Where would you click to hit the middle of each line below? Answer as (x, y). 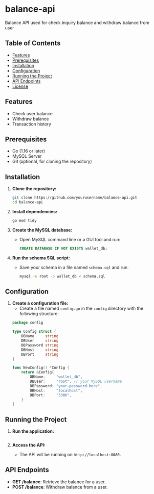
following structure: (39, 314)
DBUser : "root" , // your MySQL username (76, 381)
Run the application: (33, 431)
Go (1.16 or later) (29, 151)
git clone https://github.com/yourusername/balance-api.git (75, 198)
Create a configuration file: (40, 303)
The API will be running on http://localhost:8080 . (70, 455)
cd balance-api (28, 202)
